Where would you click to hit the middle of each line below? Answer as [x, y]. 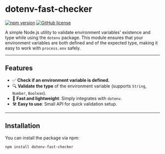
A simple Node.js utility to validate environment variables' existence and [78, 32]
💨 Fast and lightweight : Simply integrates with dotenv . [67, 98]
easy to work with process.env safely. [43, 48]
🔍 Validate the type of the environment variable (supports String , [79, 86]
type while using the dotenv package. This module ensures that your [74, 38]
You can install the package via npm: [42, 138]
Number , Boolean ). [29, 93]
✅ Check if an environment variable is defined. [61, 80]
